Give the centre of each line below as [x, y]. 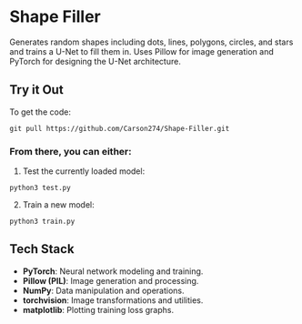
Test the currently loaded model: [84, 171]
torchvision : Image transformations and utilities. [113, 300]
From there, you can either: [70, 151]
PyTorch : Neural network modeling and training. [113, 271]
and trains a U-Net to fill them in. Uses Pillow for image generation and [142, 51]
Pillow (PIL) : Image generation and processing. [111, 280]
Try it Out [36, 90]
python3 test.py [40, 188]
